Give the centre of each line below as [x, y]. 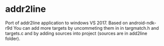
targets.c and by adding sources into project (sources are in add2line [76, 33]
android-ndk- [142, 23]
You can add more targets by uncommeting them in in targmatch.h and [86, 28]
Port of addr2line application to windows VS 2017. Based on [67, 23]
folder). [13, 39]
